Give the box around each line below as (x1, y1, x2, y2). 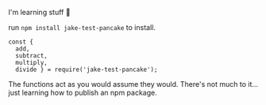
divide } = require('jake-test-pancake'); (15, 66, 158, 73)
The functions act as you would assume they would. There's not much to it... (8, 80, 259, 88)
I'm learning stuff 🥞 (8, 8, 71, 17)
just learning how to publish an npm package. (8, 88, 157, 97)
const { (8, 38, 34, 46)
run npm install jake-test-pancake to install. (8, 23, 156, 32)
